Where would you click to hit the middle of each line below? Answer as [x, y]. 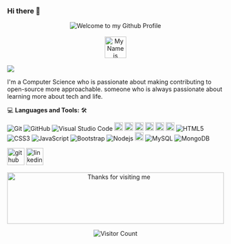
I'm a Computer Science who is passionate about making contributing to [109, 82]
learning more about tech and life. [55, 97]
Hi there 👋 [24, 11]
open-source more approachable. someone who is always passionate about [115, 89]
